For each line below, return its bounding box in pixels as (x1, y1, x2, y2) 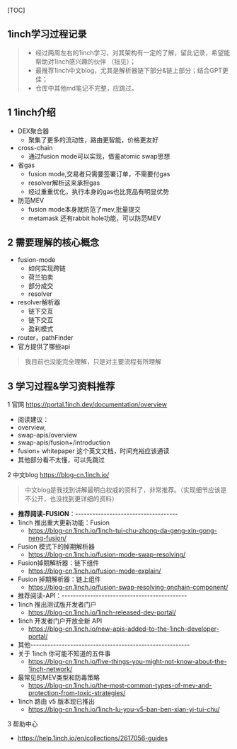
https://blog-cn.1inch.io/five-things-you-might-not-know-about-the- (28, 658, 227, 666)
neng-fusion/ (28, 534, 67, 542)
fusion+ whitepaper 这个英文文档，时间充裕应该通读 (17, 447, 170, 455)
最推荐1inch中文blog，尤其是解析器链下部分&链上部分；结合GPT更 (35, 66, 229, 74)
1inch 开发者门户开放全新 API (17, 617, 103, 625)
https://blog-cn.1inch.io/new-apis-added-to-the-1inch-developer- (28, 624, 219, 633)
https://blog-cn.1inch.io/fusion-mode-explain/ (28, 566, 161, 576)
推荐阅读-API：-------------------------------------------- (17, 591, 187, 600)
